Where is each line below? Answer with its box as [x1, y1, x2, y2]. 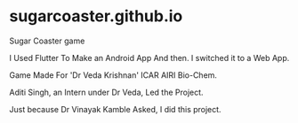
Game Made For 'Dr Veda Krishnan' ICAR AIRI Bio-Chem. [9, 69, 218, 81]
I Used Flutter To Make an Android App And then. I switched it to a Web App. [9, 52, 290, 63]
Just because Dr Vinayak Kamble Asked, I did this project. [9, 104, 221, 114]
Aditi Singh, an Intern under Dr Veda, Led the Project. [9, 87, 204, 97]
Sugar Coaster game [9, 35, 85, 46]
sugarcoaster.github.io [9, 6, 183, 27]
